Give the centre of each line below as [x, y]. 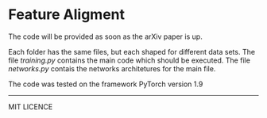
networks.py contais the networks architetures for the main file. [112, 68]
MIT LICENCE [31, 107]
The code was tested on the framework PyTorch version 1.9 [106, 84]
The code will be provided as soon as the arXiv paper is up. [105, 36]
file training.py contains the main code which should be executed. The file [129, 60]
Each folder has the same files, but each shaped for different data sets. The [132, 51]
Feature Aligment [67, 15]
